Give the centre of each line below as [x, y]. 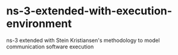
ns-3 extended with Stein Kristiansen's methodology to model [83, 40]
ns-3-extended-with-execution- [89, 11]
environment [39, 24]
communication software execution [50, 47]
